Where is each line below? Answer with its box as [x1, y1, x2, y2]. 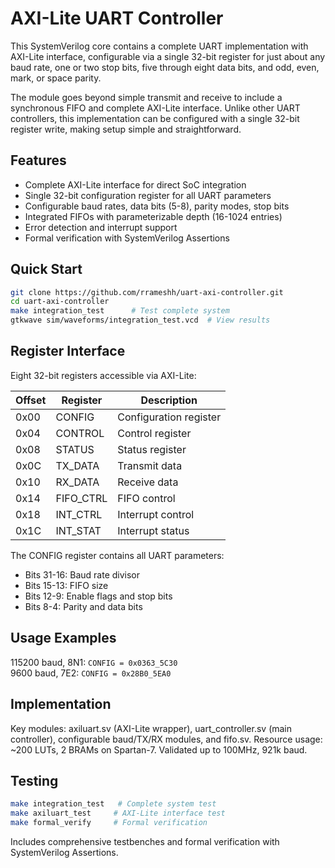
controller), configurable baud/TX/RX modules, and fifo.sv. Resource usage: [10, 733, 323, 745]
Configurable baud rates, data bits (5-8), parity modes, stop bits [24, 200, 290, 212]
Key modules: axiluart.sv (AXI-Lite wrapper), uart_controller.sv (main [10, 722, 293, 734]
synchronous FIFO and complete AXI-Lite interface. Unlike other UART [10, 102, 301, 114]
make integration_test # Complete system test [10, 799, 217, 809]
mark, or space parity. [10, 72, 102, 84]
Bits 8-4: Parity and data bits [24, 600, 143, 612]
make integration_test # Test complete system [10, 306, 230, 316]
